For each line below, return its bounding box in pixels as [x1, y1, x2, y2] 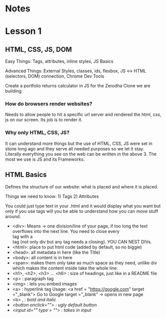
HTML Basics [5, 171, 47, 179]
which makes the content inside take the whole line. [12, 265, 118, 271]
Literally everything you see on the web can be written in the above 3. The [5, 151, 157, 157]
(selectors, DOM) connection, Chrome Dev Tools [5, 73, 105, 79]
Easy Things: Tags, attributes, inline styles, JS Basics [5, 58, 113, 64]
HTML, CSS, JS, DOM [5, 45, 72, 53]
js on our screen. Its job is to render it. [5, 117, 83, 123]
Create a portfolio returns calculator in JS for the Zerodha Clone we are [5, 83, 151, 89]
